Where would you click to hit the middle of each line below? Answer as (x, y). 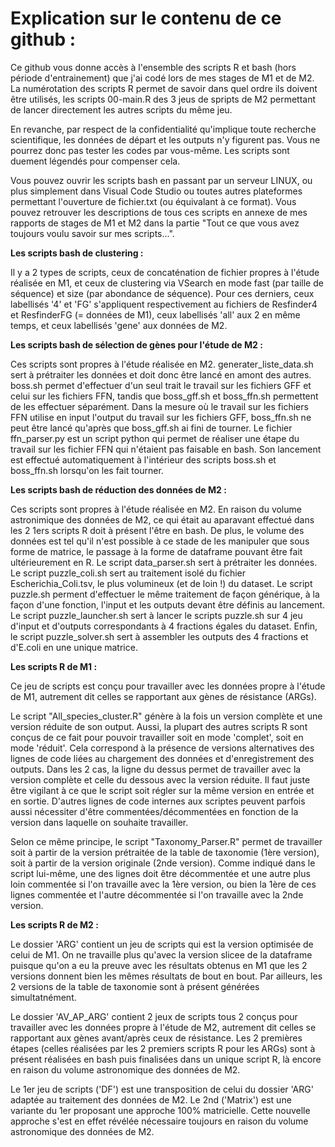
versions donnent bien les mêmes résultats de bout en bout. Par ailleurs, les (166, 976)
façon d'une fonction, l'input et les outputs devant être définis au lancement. (168, 604)
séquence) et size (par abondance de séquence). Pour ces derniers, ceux (162, 293)
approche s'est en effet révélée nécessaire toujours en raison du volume (159, 1121)
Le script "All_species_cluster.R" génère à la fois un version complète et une (166, 716)
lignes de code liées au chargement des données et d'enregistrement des (162, 758)
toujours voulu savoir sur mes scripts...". (92, 233)
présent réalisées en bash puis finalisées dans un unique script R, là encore (166, 1059)
